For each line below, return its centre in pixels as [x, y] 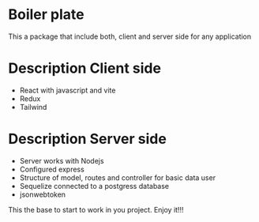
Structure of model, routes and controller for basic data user [117, 177]
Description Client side [85, 68]
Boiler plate [46, 15]
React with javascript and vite [68, 90]
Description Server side [88, 139]
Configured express [52, 169]
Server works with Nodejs [62, 160]
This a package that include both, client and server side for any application [130, 36]
